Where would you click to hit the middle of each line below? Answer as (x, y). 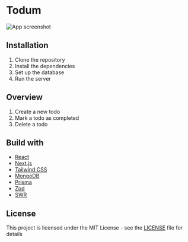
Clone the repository (40, 59)
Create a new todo (37, 112)
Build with (25, 143)
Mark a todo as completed (47, 118)
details (14, 234)
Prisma (23, 182)
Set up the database (39, 72)
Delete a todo (31, 124)
